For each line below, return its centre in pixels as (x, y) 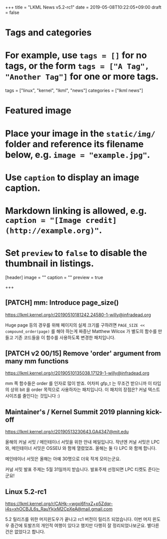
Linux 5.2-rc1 (26, 491)
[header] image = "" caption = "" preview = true (54, 277)
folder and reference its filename (74, 144)
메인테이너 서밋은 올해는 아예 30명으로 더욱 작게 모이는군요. (63, 459)
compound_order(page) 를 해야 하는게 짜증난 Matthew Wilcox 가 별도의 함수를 (81, 331)
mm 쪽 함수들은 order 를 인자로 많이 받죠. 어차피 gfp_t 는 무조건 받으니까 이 (79, 383)
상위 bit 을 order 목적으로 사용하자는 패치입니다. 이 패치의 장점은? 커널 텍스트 (85, 390)
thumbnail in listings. (50, 264)
